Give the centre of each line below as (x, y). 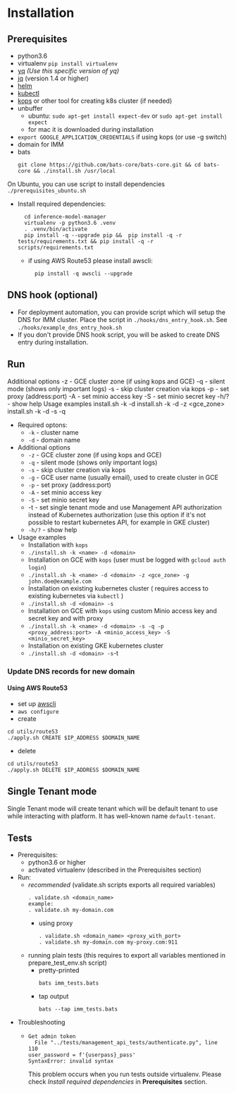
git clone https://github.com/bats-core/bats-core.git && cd (109, 165)
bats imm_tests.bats (69, 983)
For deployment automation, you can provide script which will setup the (121, 312)
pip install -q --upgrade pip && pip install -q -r (103, 235)
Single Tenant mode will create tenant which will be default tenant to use (113, 808)
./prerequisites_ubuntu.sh (47, 191)
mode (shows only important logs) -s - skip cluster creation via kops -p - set (118, 388)
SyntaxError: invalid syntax (71, 1061)
